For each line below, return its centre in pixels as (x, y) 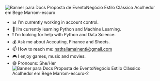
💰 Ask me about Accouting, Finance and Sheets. (61, 42)
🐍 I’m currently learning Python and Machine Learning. (66, 29)
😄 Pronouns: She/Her (34, 63)
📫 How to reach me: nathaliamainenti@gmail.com (62, 49)
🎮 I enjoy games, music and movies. (49, 56)
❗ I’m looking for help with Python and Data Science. (64, 34)
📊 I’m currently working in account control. (55, 22)
